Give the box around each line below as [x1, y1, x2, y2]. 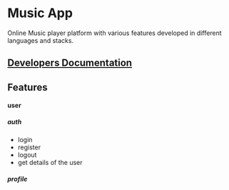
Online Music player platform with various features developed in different [7, 29, 223, 37]
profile [7, 174, 28, 183]
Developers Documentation [7, 57, 133, 69]
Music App [7, 5, 73, 21]
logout [17, 151, 37, 159]
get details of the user [17, 159, 83, 167]
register [17, 143, 41, 151]
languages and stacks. [7, 36, 73, 44]
